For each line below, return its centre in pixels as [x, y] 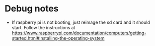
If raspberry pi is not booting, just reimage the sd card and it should [81, 22]
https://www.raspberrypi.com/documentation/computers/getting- [79, 33]
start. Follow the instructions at [43, 27]
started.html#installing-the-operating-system [58, 38]
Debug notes [32, 9]
